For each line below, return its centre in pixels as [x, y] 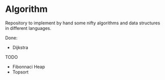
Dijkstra [20, 47]
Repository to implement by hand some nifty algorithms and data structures [83, 23]
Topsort [20, 72]
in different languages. [28, 28]
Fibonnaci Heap [29, 67]
